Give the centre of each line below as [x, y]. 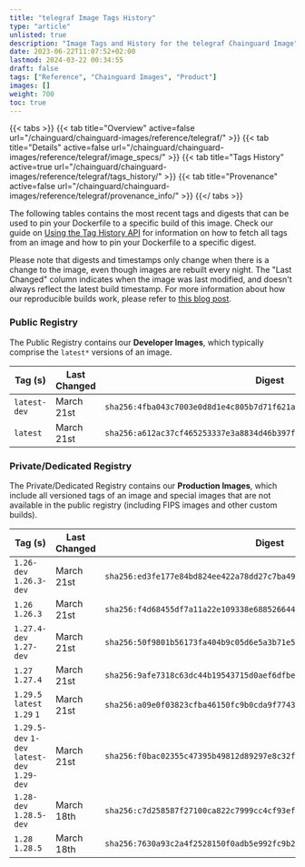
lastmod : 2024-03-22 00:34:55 [67, 60]
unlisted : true [38, 35]
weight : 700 [32, 94]
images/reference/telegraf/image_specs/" [88, 157]
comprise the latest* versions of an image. [91, 352]
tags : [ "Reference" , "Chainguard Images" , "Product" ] [113, 77]
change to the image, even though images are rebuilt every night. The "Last [151, 270]
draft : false [34, 69]
